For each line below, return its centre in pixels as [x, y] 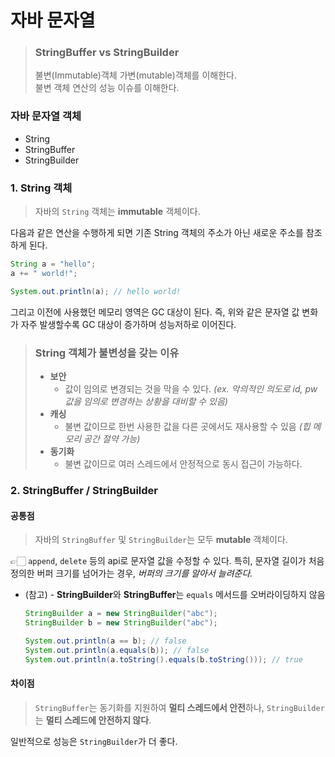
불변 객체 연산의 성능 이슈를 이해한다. [107, 88]
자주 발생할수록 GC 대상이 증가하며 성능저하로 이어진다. [128, 324]
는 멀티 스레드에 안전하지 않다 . [93, 720]
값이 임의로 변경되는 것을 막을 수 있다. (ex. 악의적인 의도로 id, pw [191, 389]
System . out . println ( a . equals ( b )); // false [117, 650]
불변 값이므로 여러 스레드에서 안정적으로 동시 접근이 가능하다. [183, 464]
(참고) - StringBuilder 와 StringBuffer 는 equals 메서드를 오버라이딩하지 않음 [175, 595]
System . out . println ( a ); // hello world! [96, 291]
